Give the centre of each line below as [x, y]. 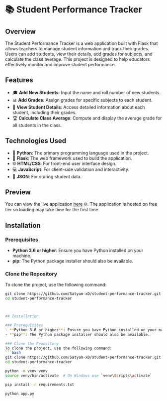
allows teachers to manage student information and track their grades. [77, 49]
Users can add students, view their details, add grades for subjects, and [79, 54]
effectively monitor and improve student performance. [61, 65]
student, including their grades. [44, 112]
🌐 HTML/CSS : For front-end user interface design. [64, 163]
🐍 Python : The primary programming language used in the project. [81, 153]
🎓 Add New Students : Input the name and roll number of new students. [86, 92]
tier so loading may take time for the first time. [52, 210]
